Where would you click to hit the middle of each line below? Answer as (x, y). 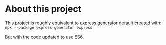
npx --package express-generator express (49, 28)
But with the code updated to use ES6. (45, 37)
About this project (43, 9)
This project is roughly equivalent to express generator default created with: (83, 23)
